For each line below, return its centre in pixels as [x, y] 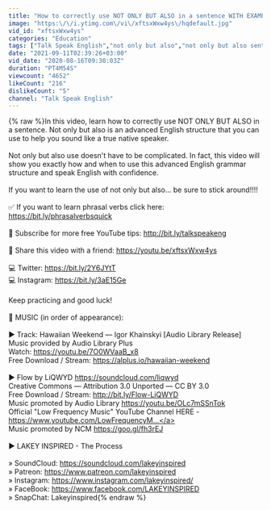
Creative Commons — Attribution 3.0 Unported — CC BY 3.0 [109, 386]
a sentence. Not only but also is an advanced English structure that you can [134, 130]
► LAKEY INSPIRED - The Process [66, 446]
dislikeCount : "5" [39, 91]
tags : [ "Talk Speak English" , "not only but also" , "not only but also [128, 46]
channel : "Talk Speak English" [61, 98]
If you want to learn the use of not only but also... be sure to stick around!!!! [133, 190]
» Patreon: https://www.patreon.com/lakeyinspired [92, 472]
